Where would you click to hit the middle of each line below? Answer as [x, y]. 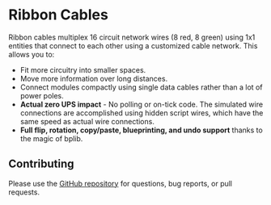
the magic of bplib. [51, 138]
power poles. [42, 95]
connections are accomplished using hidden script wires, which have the [142, 113]
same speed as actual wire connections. [87, 121]
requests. [24, 192]
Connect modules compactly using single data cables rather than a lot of [141, 87]
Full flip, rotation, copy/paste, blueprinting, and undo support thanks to [141, 130]
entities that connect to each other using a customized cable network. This [133, 45]
